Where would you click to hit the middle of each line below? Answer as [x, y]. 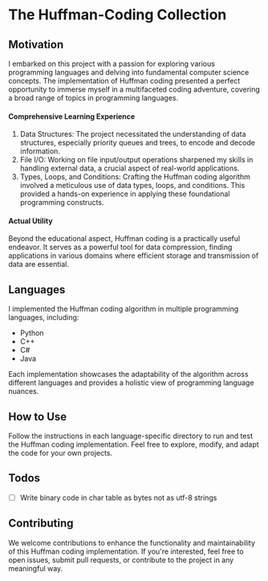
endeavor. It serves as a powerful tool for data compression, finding [120, 248]
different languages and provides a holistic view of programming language [131, 383]
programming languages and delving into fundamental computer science [129, 72]
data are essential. [39, 264]
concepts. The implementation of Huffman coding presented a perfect [124, 81]
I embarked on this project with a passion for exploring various [112, 63]
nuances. [24, 391]
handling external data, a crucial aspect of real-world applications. [130, 168]
